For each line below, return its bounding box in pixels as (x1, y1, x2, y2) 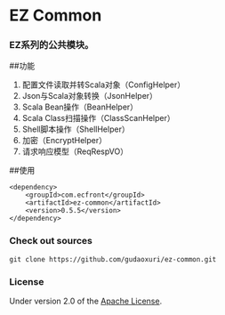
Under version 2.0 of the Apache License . (9, 295, 163, 307)
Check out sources (9, 235, 93, 247)
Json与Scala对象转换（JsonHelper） (21, 91, 158, 101)
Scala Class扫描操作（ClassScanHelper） (21, 113, 175, 124)
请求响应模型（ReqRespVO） (21, 146, 129, 157)
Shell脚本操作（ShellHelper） (21, 124, 131, 134)
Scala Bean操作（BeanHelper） (21, 101, 139, 112)
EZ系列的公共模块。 (9, 39, 94, 52)
